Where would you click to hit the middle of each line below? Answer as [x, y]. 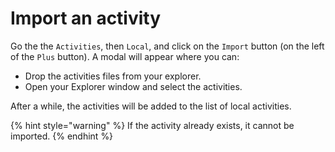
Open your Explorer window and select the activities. [133, 86]
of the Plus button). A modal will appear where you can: [125, 56]
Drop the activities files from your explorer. [113, 76]
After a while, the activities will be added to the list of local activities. [151, 106]
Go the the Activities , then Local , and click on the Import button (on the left [167, 46]
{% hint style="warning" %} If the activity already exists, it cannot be [152, 125]
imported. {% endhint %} [62, 136]
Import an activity [86, 18]
